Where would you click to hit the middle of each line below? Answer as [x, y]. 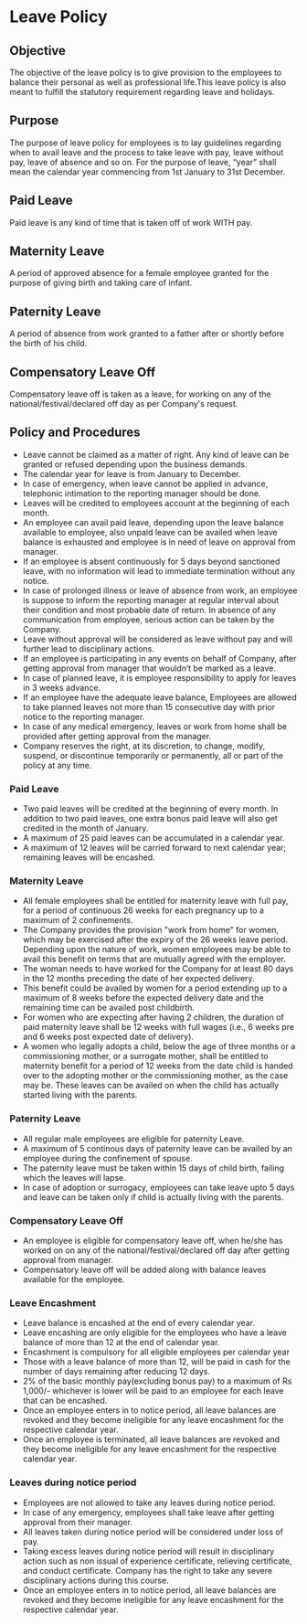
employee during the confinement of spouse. [108, 1158]
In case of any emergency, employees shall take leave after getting [148, 1512]
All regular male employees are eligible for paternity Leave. [133, 1139]
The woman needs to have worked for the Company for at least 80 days [158, 969]
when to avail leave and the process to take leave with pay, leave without [147, 152]
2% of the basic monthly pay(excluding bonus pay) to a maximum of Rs [157, 1381]
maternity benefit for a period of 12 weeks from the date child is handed [158, 1066]
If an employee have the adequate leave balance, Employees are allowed [159, 697]
